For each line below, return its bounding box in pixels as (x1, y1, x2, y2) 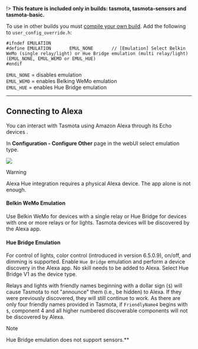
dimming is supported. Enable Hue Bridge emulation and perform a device (6, 258, 186, 265)
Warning (6, 168, 27, 176)
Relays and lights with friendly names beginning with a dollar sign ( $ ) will (6, 282, 183, 289)
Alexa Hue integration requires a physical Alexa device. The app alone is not (6, 180, 191, 187)
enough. (6, 186, 27, 193)
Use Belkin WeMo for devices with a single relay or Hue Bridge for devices (6, 213, 187, 220)
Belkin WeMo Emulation (6, 200, 66, 207)
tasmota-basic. (6, 11, 45, 18)
